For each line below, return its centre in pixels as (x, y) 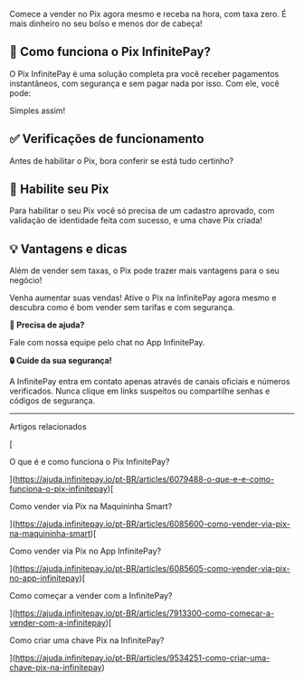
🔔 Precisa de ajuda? (47, 325)
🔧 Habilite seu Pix (59, 189)
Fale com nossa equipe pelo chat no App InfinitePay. (107, 343)
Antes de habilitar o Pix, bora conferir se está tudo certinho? (122, 161)
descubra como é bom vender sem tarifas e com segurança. (122, 308)
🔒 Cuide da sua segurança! (61, 361)
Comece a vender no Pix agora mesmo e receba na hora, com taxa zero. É (148, 14)
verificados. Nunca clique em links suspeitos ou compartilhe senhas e (140, 391)
